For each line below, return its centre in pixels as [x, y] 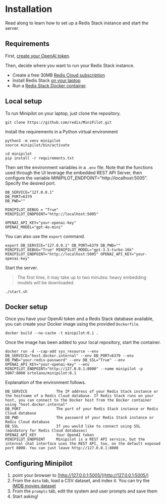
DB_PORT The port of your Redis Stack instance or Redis [82, 409]
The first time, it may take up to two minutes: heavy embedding [82, 277]
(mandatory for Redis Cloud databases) [46, 431]
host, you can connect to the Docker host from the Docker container [79, 400]
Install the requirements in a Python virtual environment [61, 131]
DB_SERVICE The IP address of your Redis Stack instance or [82, 392]
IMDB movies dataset [34, 486]
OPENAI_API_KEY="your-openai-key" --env [48, 365]
